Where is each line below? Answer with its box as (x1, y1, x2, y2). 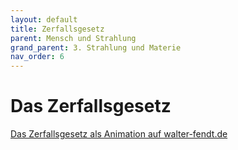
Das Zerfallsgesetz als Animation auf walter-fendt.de (10, 128, 228, 140)
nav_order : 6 (10, 52, 65, 62)
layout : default (10, 14, 78, 25)
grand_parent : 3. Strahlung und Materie (10, 42, 182, 53)
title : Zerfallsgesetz (10, 24, 105, 34)
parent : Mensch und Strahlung (10, 33, 137, 43)
